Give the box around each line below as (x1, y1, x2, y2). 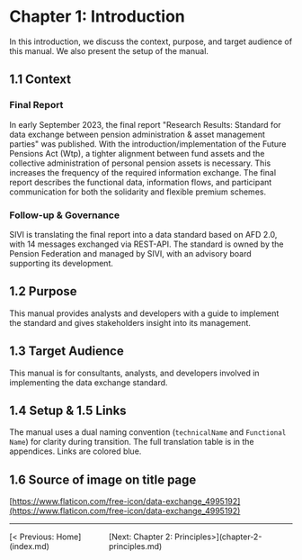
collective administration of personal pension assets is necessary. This (9, 158, 271, 168)
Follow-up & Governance (9, 209, 120, 221)
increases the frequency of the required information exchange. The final (9, 167, 277, 177)
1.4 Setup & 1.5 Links (9, 402, 128, 418)
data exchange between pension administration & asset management (9, 129, 265, 140)
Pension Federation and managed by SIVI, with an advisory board (9, 248, 252, 258)
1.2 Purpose (9, 284, 78, 299)
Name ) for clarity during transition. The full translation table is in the (9, 437, 254, 447)
